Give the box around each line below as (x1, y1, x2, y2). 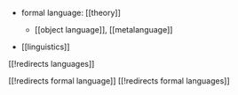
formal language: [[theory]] (20, 8, 122, 18)
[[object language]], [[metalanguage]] (34, 25, 173, 34)
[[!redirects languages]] (8, 59, 95, 69)
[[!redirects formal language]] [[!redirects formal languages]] (8, 76, 230, 86)
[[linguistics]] (20, 41, 70, 52)
